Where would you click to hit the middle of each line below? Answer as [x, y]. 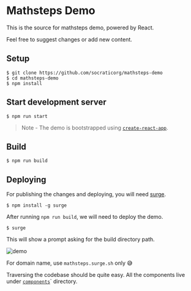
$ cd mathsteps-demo [33, 78]
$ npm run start [27, 116]
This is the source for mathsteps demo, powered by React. [80, 28]
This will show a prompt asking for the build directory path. [81, 240]
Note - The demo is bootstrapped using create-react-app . [95, 127]
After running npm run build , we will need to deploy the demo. [85, 217]
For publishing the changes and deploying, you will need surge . [86, 194]
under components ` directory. [42, 281]
